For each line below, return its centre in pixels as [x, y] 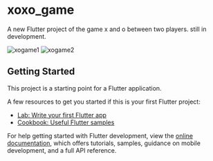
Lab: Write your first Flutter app [62, 115]
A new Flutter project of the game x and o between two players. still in [107, 29]
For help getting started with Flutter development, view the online [100, 135]
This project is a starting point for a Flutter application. [84, 88]
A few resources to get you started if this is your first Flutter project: [104, 102]
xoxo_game [41, 10]
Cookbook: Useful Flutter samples [66, 122]
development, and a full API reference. [62, 150]
